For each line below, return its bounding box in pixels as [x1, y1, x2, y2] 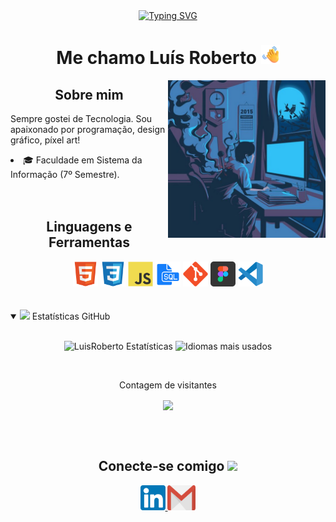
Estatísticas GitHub [31, 310, 111, 322]
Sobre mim [54, 86, 124, 103]
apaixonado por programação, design [10, 124, 166, 135]
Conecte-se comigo [98, 458, 225, 475]
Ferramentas [48, 234, 130, 251]
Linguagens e [46, 219, 133, 236]
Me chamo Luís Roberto [56, 47, 258, 69]
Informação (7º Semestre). [10, 169, 120, 180]
